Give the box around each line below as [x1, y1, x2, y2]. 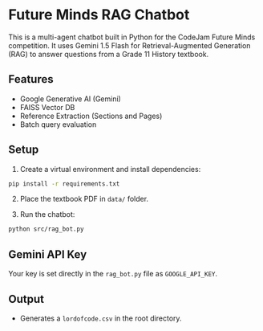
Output [8, 292, 44, 306]
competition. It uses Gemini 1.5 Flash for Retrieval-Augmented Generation [8, 40, 251, 50]
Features [8, 72, 54, 86]
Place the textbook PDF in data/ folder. [19, 194, 149, 204]
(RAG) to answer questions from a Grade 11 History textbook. [8, 49, 209, 59]
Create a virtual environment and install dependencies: [19, 164, 201, 174]
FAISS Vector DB [19, 102, 75, 112]
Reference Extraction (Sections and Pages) [19, 111, 163, 121]
